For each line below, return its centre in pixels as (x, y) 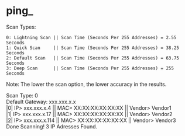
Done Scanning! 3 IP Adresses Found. (52, 126)
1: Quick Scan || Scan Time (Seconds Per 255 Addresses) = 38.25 (93, 48)
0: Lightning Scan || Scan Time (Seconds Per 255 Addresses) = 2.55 (91, 37)
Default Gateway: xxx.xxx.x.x (41, 102)
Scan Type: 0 (22, 95)
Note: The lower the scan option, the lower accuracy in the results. (86, 84)
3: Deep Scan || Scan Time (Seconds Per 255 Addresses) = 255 (90, 68)
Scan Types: (21, 27)
